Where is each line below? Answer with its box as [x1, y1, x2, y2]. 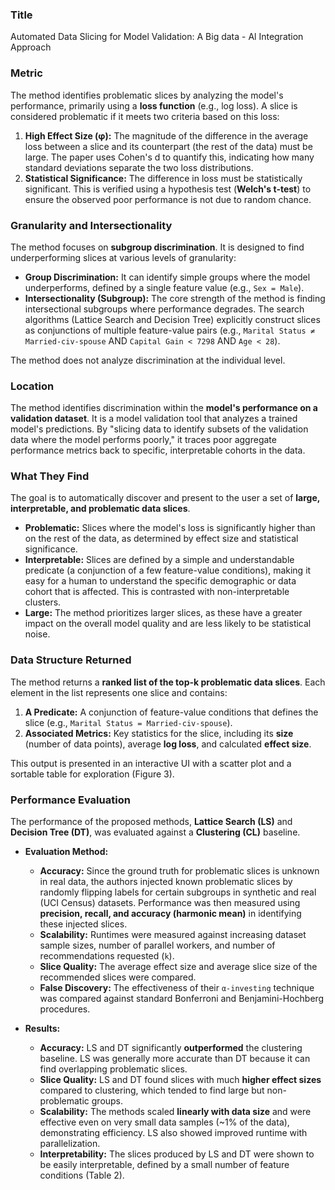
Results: [24, 1023, 61, 1035]
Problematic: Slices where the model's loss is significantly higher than [24, 522, 316, 534]
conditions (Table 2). [39, 1169, 125, 1182]
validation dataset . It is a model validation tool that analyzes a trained [10, 413, 298, 425]
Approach [10, 41, 52, 53]
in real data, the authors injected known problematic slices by [39, 876, 293, 888]
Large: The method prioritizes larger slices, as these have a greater [24, 607, 303, 619]
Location [10, 379, 55, 393]
